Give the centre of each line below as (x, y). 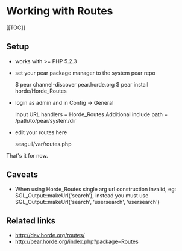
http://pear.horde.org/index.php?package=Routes (77, 241)
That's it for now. (27, 155)
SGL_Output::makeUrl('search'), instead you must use (82, 195)
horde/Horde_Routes (41, 91)
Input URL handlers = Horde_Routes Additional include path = (91, 114)
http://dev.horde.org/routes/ (50, 235)
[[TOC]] (16, 28)
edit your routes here (41, 132)
